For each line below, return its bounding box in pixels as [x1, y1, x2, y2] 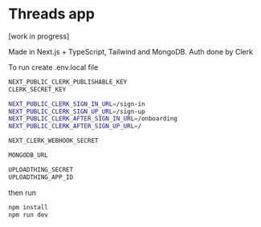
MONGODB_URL [8, 152, 48, 160]
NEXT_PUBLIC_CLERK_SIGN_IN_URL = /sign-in [8, 99, 146, 108]
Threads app [8, 5, 95, 23]
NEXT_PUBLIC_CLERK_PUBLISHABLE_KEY [8, 78, 128, 86]
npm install [8, 203, 48, 211]
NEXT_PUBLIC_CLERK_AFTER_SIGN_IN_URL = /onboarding [8, 115, 178, 123]
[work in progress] [8, 31, 70, 41]
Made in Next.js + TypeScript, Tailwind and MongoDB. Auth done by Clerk [8, 47, 253, 56]
